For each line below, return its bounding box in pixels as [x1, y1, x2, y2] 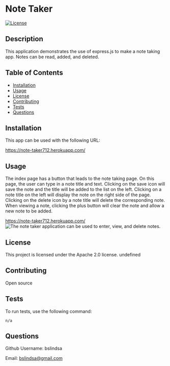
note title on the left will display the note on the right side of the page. [5, 192, 151, 198]
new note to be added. [5, 208, 53, 214]
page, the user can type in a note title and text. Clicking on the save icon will [5, 181, 165, 187]
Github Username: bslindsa [5, 345, 63, 352]
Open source [5, 280, 33, 286]
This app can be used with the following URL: [5, 137, 100, 143]
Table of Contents [5, 68, 64, 77]
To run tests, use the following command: [5, 308, 92, 314]
